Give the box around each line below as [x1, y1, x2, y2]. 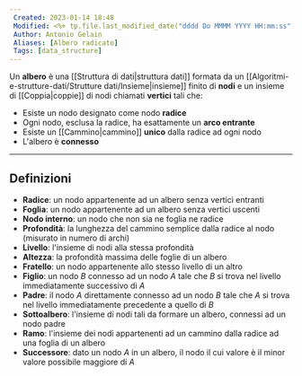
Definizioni [9, 171, 72, 186]
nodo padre [22, 318, 66, 328]
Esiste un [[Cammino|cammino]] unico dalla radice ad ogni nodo [22, 127, 262, 137]
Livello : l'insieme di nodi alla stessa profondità [22, 241, 195, 252]
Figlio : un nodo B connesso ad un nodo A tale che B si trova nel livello [22, 270, 281, 281]
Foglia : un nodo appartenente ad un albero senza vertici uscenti [22, 204, 261, 214]
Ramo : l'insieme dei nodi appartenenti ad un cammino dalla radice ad [22, 328, 280, 338]
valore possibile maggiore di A [22, 356, 135, 367]
